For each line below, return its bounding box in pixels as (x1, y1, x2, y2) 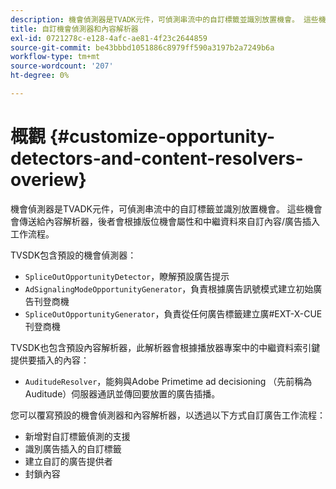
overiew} (10, 169, 87, 191)
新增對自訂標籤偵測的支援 (24, 430, 131, 442)
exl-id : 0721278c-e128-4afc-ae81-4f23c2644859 (10, 33, 208, 43)
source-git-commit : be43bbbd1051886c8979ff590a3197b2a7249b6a (10, 42, 275, 53)
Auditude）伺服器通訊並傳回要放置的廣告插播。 (24, 387, 221, 400)
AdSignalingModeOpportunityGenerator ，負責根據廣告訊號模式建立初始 (24, 282, 314, 295)
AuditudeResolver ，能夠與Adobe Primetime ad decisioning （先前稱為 (24, 375, 313, 387)
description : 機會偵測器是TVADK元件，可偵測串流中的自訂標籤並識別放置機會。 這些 (10, 14, 319, 25)
